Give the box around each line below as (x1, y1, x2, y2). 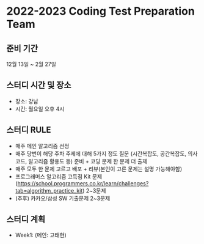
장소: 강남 (15, 97, 38, 105)
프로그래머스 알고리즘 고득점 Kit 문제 (15, 172, 103, 180)
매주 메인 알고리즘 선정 (15, 142, 70, 149)
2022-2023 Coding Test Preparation (6, 4, 195, 18)
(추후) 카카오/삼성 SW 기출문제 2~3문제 (15, 194, 111, 202)
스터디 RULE (6, 125, 51, 135)
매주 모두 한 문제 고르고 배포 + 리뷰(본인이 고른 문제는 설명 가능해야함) (15, 165, 183, 172)
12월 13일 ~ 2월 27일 (6, 61, 57, 68)
